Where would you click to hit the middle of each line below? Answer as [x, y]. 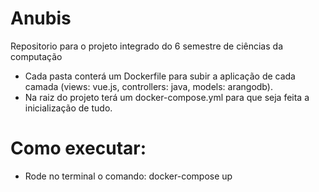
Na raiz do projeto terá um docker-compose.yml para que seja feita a [167, 97]
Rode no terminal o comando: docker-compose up [128, 176]
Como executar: [78, 148]
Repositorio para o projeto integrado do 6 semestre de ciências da [146, 46]
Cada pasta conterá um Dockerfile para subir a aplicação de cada [160, 76]
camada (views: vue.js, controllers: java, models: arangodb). [148, 86]
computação [36, 56]
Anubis [41, 18]
